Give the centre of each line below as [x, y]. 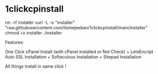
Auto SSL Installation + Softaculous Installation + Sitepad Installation [73, 56]
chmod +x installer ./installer [34, 33]
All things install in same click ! [36, 66]
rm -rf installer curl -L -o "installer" [40, 22]
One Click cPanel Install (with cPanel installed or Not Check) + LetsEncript [79, 52]
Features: [15, 42]
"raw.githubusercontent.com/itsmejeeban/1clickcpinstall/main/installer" [76, 27]
